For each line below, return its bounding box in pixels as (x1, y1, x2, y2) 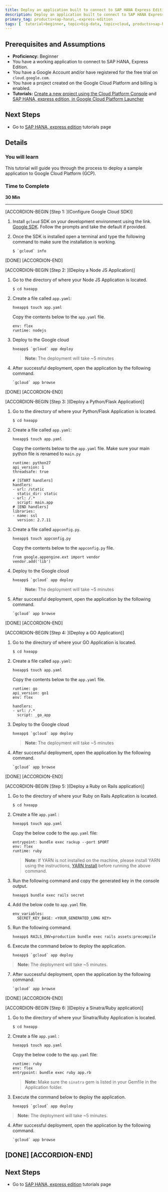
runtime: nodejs (12, 328, 46, 333)
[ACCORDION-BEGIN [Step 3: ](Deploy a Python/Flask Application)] (5, 398, 144, 404)
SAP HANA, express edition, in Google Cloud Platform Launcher (12, 96, 144, 102)
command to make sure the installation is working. (12, 239, 116, 245)
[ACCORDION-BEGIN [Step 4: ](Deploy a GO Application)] (5, 629, 124, 635)
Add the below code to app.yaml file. (12, 901, 87, 907)
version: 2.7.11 (17, 517, 51, 522)
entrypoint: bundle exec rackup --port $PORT (12, 839, 109, 844)
